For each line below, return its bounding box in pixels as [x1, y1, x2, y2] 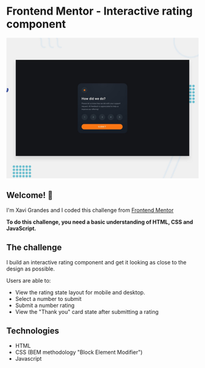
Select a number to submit [15, 295, 82, 302]
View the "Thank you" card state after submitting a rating [15, 308, 159, 315]
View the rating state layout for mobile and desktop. [15, 288, 145, 296]
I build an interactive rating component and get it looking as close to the [6, 258, 187, 266]
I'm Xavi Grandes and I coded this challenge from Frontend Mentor [6, 206, 174, 214]
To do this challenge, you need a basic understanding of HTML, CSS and [6, 218, 193, 225]
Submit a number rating [15, 302, 75, 309]
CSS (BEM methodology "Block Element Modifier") [15, 349, 143, 356]
